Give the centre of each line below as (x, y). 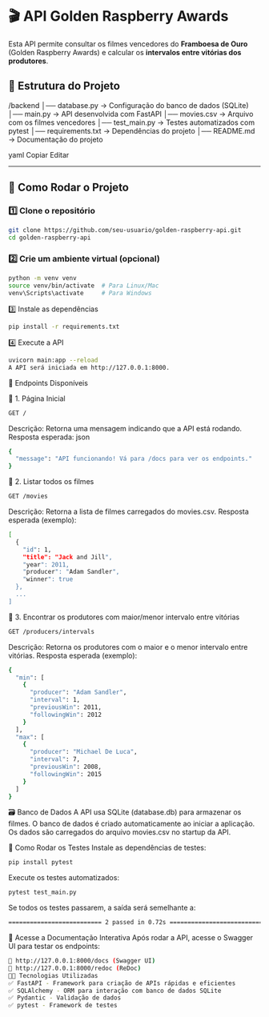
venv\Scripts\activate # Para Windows (80, 294)
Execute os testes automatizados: (64, 878)
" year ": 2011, (46, 565)
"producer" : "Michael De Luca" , (83, 752)
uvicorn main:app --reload (53, 360)
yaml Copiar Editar (39, 154)
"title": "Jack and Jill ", (68, 557)
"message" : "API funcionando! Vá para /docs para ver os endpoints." (134, 459)
